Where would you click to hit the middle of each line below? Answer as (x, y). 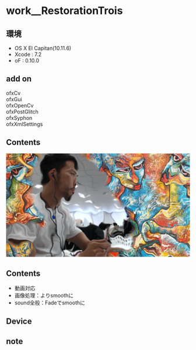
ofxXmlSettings (24, 124)
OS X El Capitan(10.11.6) (43, 48)
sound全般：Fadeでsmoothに (50, 303)
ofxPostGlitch (22, 112)
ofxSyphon (19, 117)
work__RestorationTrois (64, 11)
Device (19, 322)
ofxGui (14, 99)
